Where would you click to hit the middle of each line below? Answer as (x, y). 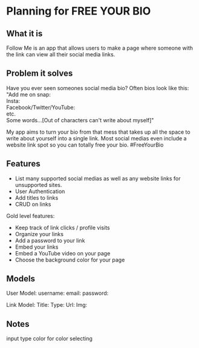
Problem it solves (40, 74)
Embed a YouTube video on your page (63, 253)
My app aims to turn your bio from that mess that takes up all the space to (98, 132)
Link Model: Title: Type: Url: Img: (47, 305)
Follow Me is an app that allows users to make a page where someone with (100, 48)
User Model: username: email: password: (57, 293)
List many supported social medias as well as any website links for (98, 178)
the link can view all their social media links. (61, 54)
